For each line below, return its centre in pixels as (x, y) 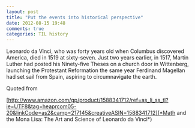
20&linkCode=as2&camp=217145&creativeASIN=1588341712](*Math (91, 113)
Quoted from (22, 88)
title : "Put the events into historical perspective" (75, 17)
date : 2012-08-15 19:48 (36, 23)
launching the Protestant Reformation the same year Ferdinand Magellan (96, 70)
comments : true (25, 29)
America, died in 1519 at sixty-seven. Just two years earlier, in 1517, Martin (97, 58)
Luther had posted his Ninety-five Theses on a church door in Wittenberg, (97, 64)
